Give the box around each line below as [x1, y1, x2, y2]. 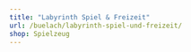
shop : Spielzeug [9, 29, 70, 38]
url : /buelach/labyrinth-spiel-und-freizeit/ [9, 21, 182, 30]
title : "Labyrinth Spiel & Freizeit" [9, 12, 151, 22]
